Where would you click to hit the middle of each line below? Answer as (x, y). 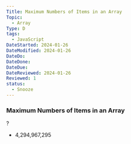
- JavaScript (28, 39)
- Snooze (23, 90)
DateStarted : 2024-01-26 (37, 45)
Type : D (16, 28)
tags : (13, 34)
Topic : (14, 17)
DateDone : (19, 62)
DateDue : (17, 67)
